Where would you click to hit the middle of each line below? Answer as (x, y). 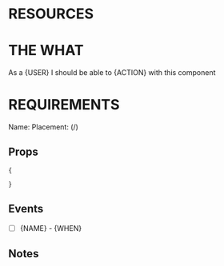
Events (26, 209)
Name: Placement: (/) (43, 127)
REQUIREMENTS (64, 105)
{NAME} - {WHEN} (51, 228)
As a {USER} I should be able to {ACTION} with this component (112, 73)
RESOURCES (51, 14)
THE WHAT (46, 51)
